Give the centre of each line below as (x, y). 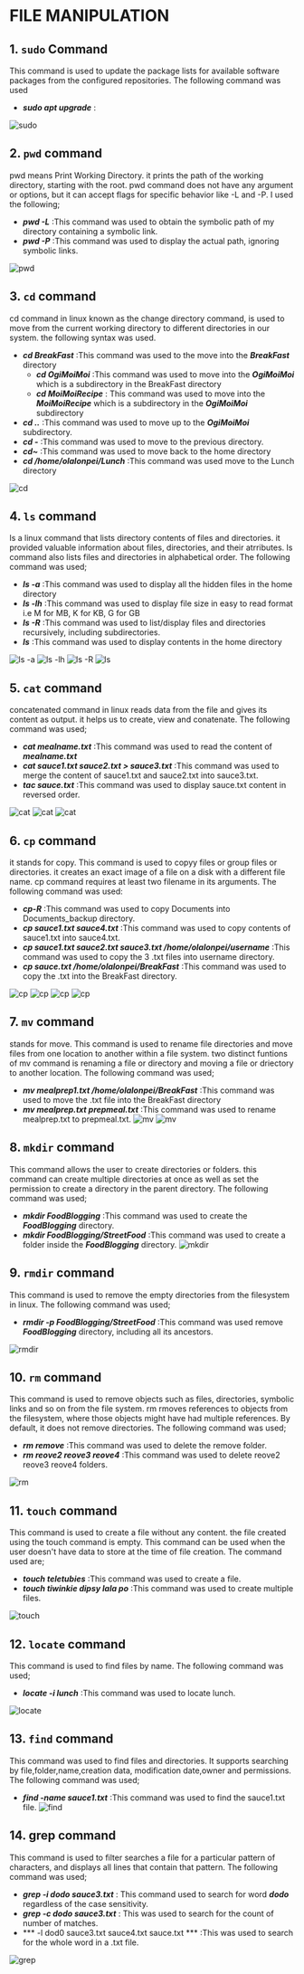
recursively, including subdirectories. (91, 632)
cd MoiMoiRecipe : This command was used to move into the (151, 394)
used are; (27, 1561)
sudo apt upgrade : (59, 108)
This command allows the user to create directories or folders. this (133, 1169)
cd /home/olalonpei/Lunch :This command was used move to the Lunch (158, 460)
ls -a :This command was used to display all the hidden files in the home (157, 584)
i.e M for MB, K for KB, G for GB (81, 613)
